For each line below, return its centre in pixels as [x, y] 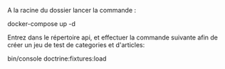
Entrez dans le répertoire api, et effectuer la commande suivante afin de [113, 37]
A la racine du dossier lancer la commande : [72, 10]
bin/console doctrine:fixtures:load [57, 58]
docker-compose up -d [42, 24]
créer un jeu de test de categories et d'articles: [76, 45]
